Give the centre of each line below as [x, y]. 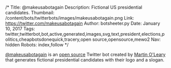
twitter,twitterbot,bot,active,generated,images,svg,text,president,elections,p [85, 34]
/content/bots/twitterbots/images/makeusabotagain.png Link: [70, 18]
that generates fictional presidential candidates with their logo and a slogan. [85, 60]
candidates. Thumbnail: [30, 13]
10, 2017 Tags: [20, 29]
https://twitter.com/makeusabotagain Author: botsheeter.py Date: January [83, 23]
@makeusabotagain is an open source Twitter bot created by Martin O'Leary [85, 54]
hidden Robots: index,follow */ [37, 45]
